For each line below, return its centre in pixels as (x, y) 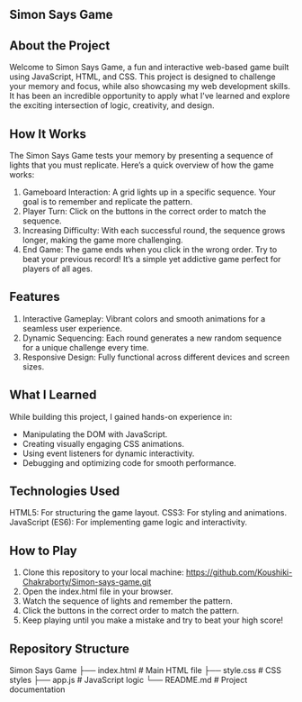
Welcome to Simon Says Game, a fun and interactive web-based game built (149, 68)
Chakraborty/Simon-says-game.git (87, 582)
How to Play (44, 550)
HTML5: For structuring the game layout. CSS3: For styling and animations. (148, 513)
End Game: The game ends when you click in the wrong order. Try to (150, 250)
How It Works (48, 134)
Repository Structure (70, 648)
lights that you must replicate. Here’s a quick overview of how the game (142, 165)
